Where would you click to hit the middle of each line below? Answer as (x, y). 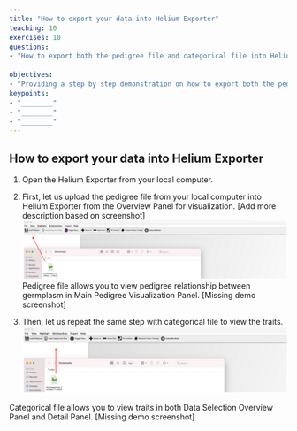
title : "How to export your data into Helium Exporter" (114, 19)
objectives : (31, 75)
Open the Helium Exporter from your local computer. (118, 180)
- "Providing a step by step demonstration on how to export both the (142, 84)
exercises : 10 (35, 37)
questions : (29, 47)
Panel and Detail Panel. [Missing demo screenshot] (102, 417)
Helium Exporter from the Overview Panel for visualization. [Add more (149, 206)
